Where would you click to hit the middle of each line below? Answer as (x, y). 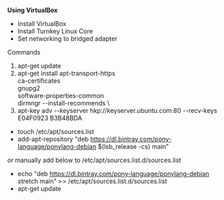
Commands (24, 52)
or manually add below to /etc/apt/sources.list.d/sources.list (94, 160)
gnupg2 (29, 88)
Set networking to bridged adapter (67, 39)
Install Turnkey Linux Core (55, 31)
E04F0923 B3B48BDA (50, 118)
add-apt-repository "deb (53, 139)
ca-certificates (39, 81)
